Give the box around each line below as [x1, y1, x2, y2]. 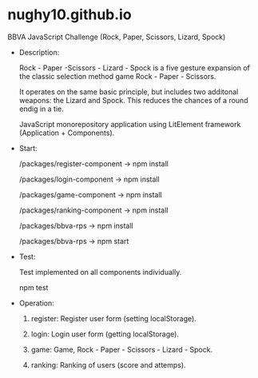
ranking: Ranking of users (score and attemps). [30, 360, 186, 369]
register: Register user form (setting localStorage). [30, 313, 196, 323]
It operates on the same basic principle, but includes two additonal [18, 86, 239, 97]
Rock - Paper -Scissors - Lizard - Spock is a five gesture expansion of [18, 62, 251, 73]
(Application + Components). [18, 128, 115, 137]
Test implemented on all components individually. [18, 267, 182, 277]
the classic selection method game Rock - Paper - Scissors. [18, 71, 216, 81]
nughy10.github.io [7, 6, 133, 24]
